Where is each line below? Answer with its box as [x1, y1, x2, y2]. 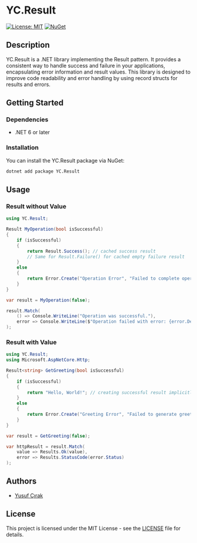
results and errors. [6, 81, 51, 88]
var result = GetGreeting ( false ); [6, 433, 91, 439]
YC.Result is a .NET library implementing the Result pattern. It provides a [6, 55, 181, 62]
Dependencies [6, 115, 49, 124]
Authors [6, 476, 37, 486]
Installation [6, 144, 39, 152]
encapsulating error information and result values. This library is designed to [6, 68, 191, 75]
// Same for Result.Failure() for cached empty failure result [27, 254, 185, 260]
